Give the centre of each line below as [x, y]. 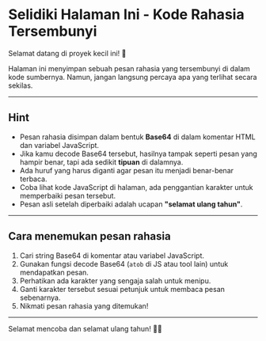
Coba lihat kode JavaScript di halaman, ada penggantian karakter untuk [136, 187]
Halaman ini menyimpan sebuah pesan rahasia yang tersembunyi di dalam [129, 68]
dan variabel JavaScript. [59, 145]
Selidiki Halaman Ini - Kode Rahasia [126, 15]
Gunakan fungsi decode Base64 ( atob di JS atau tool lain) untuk [124, 263]
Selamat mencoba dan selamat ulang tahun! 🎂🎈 [85, 328]
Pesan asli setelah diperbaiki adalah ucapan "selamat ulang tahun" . [131, 204]
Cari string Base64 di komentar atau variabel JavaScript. [112, 256]
